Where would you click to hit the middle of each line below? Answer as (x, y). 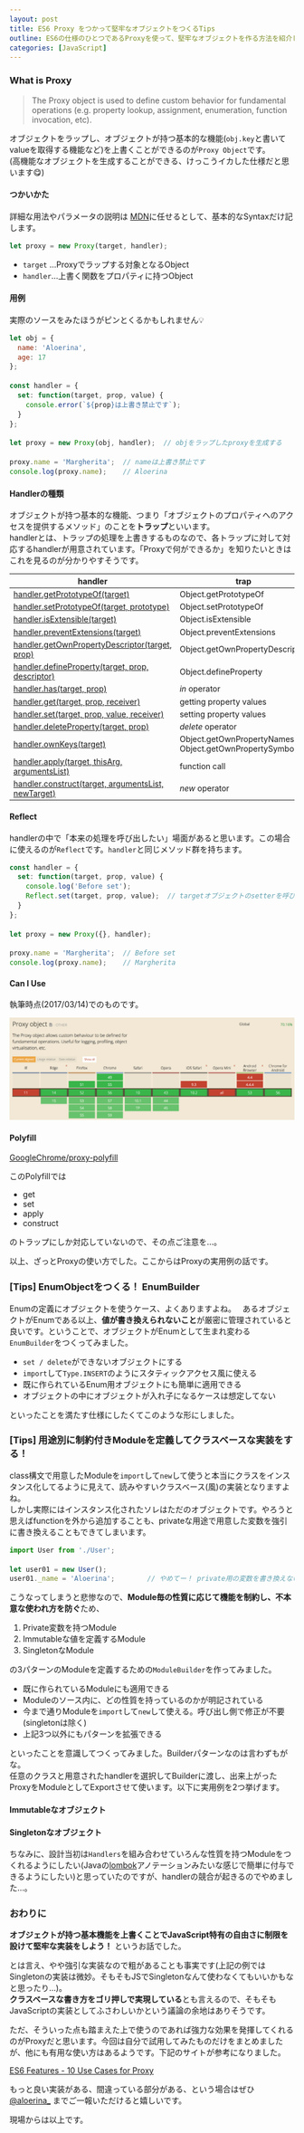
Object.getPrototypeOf (222, 594)
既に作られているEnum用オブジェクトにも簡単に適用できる (132, 1384)
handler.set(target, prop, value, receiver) (89, 714)
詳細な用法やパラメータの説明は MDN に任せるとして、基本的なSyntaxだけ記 (151, 216)
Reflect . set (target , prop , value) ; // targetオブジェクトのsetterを (154, 896)
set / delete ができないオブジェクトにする (102, 1361)
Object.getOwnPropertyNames (237, 739)
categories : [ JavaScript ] (58, 48)
